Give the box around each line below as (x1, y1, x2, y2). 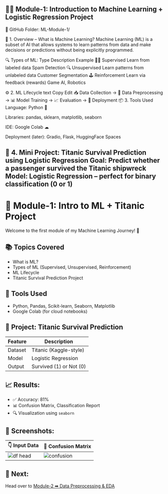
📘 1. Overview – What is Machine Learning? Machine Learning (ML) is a (5, 36, 153, 42)
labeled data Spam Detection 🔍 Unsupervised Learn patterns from (5, 64, 144, 71)
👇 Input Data (8, 442, 39, 449)
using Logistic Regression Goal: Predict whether (5, 156, 160, 165)
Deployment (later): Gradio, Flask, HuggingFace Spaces (5, 133, 121, 139)
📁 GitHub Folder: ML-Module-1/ (5, 26, 70, 32)
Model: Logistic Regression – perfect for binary (5, 172, 156, 181)
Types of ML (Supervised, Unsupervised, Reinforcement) (12, 264, 132, 270)
